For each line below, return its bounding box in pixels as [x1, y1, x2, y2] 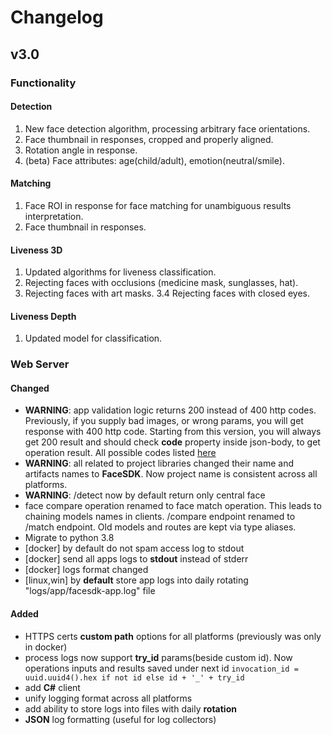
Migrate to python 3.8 [24, 532, 115, 544]
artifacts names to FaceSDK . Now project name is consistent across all [24, 468, 318, 480]
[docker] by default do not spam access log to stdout [24, 542, 245, 555]
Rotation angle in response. [24, 144, 138, 156]
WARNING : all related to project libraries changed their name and [24, 457, 294, 470]
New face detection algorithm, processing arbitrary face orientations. [24, 122, 311, 135]
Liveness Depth [10, 310, 77, 322]
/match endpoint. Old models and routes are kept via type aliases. [24, 521, 297, 533]
